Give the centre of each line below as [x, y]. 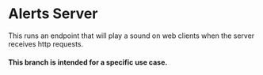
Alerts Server [53, 14]
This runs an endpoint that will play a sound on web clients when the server [131, 36]
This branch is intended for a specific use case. [88, 62]
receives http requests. [46, 43]
